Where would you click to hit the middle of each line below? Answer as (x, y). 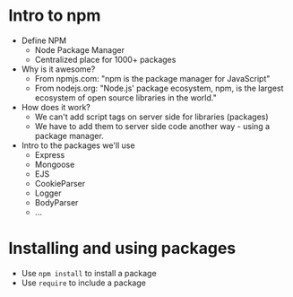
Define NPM (44, 40)
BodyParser (56, 202)
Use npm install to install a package (89, 273)
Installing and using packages (122, 249)
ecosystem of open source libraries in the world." (125, 97)
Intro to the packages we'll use (78, 145)
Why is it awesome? (58, 69)
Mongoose (55, 164)
